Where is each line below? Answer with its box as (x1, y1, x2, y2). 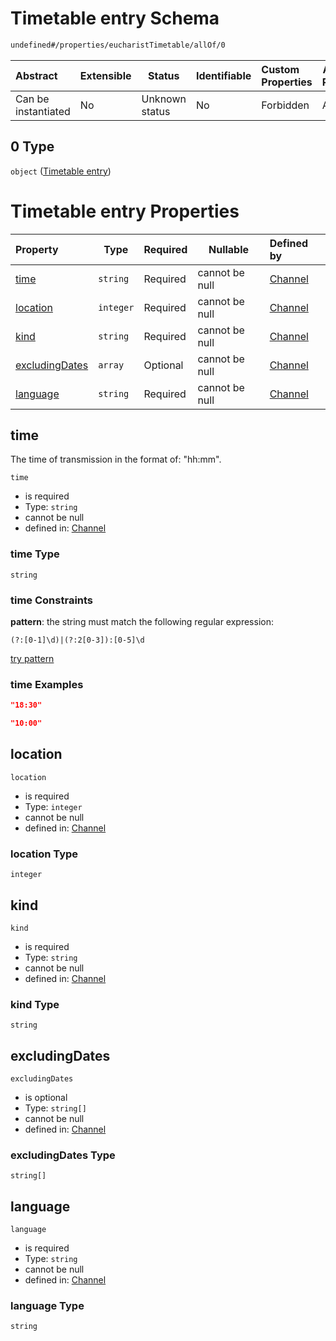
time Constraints (10, 593, 94, 607)
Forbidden (261, 98, 310, 112)
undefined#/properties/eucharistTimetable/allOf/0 (10, 40, 226, 50)
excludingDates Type (10, 1148, 116, 1162)
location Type (10, 847, 79, 861)
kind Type (10, 997, 60, 1011)
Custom (261, 62, 300, 76)
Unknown (141, 92, 187, 106)
